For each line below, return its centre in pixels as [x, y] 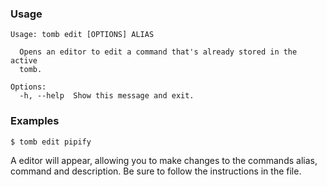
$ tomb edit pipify [51, 142]
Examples [35, 121]
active [24, 61]
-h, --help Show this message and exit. [107, 96]
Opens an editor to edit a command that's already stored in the [158, 52]
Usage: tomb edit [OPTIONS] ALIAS [82, 35]
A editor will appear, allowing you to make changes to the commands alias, [164, 160]
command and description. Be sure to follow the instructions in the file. [156, 171]
